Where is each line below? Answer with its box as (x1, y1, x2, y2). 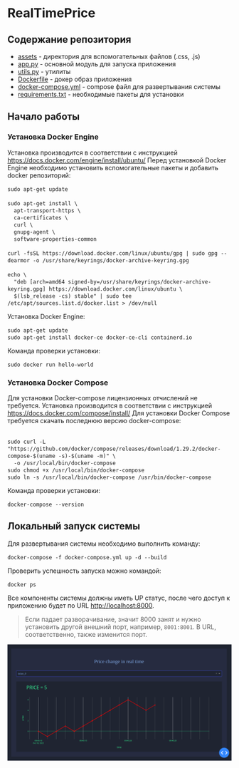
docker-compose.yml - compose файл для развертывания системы (17, 83, 221, 90)
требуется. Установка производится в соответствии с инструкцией (7, 401, 213, 410)
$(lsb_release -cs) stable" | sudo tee (14, 292, 132, 300)
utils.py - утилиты (17, 68, 71, 76)
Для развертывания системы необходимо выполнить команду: (7, 539, 201, 548)
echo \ (7, 271, 27, 279)
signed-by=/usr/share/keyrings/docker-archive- (68, 278, 212, 286)
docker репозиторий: (7, 171, 71, 180)
